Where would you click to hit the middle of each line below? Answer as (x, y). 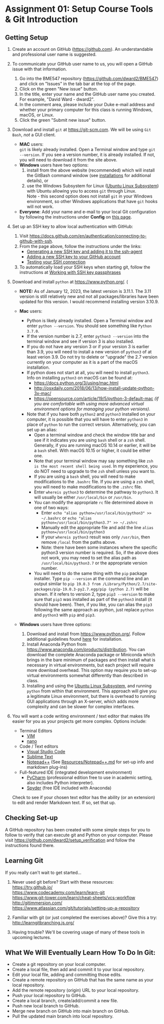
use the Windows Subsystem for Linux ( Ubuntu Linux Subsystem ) (93, 186)
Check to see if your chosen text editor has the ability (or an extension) (83, 797)
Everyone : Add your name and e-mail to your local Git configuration (88, 212)
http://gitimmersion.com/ (37, 903)
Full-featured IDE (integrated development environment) (76, 772)
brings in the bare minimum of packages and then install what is (91, 660)
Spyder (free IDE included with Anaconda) (69, 788)
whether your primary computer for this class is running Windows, (86, 110)
